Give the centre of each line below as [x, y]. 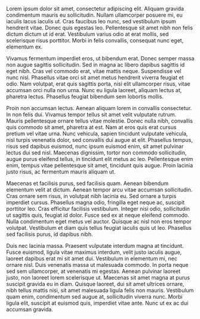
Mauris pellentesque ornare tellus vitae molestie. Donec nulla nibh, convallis [99, 121]
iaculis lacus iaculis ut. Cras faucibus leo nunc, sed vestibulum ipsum [91, 21]
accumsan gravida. [30, 309]
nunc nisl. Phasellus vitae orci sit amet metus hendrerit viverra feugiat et [95, 78]
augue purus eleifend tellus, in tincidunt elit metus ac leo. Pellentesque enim [100, 159]
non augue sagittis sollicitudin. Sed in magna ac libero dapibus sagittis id [96, 65]
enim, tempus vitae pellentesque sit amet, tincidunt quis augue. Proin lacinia [100, 165]
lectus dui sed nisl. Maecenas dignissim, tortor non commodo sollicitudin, [96, 153]
